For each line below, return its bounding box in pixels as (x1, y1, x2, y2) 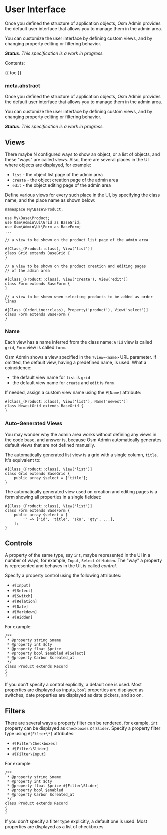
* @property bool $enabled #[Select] (7, 651, 86, 656)
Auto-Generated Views (5, 420, 62, 427)
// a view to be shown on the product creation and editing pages (5, 264, 146, 269)
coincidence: (5, 365, 32, 371)
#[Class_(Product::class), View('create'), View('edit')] (5, 277, 128, 282)
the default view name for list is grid (12, 374, 91, 381)
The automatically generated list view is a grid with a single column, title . (5, 452, 158, 458)
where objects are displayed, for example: (5, 162, 91, 168)
